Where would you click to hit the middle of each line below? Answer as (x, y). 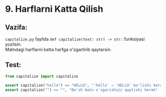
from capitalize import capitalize (42, 76)
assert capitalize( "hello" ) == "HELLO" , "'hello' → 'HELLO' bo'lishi (78, 85)
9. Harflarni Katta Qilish (54, 9)
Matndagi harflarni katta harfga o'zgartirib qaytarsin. (59, 49)
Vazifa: (16, 27)
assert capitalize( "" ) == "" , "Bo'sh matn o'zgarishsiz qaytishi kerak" (82, 90)
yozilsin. (14, 44)
